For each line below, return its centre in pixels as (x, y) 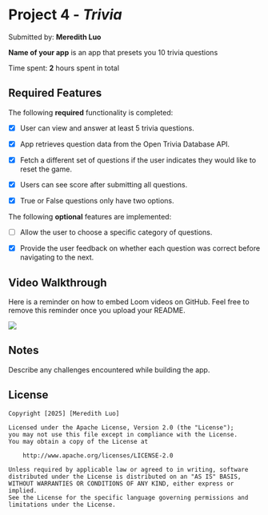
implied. (23, 490)
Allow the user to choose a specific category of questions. (116, 232)
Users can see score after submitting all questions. (104, 184)
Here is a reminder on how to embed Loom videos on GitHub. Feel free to (129, 302)
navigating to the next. (57, 257)
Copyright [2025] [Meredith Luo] (64, 413)
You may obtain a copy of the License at (78, 441)
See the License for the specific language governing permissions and (128, 497)
